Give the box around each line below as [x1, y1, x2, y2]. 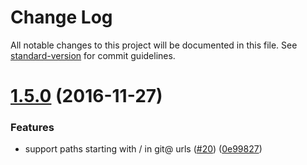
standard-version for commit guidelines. [10, 49, 176, 61]
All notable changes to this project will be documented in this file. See [10, 39, 298, 51]
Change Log [10, 6, 113, 29]
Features [10, 121, 55, 135]
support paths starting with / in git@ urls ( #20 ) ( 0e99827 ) [24, 143, 263, 155]
